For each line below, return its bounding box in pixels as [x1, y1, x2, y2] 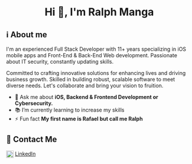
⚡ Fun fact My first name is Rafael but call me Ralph [14, 115, 143, 122]
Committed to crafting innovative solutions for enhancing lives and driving [6, 70, 186, 76]
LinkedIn [14, 150, 36, 157]
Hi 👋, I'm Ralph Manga [44, 5, 154, 19]
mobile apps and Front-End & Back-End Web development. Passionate [6, 52, 177, 58]
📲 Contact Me [6, 135, 57, 145]
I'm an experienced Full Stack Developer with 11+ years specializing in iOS [6, 45, 187, 53]
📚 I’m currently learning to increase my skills [14, 106, 125, 113]
